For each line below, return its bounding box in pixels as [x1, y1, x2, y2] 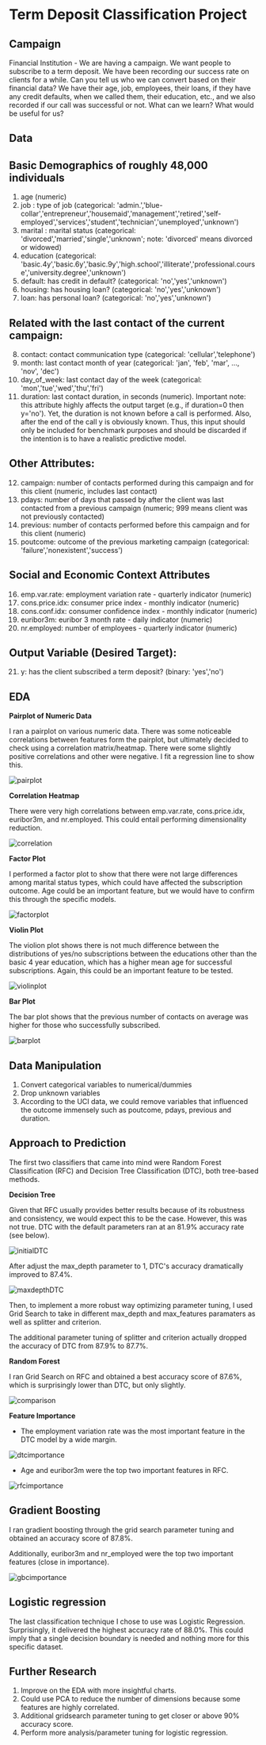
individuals [9, 171, 65, 184]
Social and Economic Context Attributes [9, 569, 211, 582]
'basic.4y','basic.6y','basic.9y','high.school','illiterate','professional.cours [20, 259, 256, 269]
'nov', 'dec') [20, 366, 60, 376]
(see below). [9, 1230, 50, 1240]
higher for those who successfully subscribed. [9, 1021, 161, 1030]
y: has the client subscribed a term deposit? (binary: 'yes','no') [20, 667, 224, 677]
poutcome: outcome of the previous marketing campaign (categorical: [20, 537, 250, 547]
